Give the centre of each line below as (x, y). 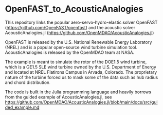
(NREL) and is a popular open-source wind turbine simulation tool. (71, 47)
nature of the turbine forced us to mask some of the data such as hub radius (81, 77)
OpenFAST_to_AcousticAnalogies (74, 9)
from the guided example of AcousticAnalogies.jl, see (59, 97)
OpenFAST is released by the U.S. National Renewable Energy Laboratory (79, 42)
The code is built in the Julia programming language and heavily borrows (78, 92)
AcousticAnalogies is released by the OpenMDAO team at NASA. (70, 52)
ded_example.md (22, 107)
